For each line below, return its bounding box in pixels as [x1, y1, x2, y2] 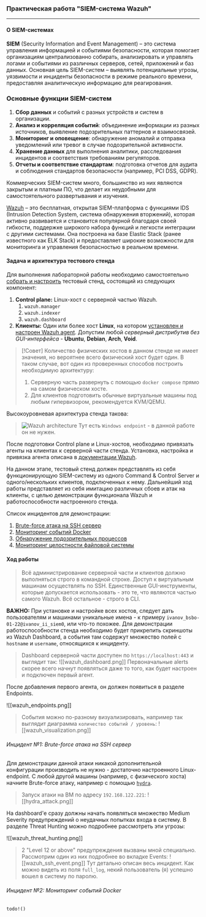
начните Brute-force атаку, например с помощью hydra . [6, 779, 152, 787]
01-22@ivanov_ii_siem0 [6, 621, 64, 628]
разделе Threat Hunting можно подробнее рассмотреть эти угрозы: [6, 822, 185, 830]
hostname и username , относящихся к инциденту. [6, 640, 130, 647]
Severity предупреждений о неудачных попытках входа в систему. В [6, 816, 187, 824]
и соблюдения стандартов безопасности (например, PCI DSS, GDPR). [15, 167, 198, 175]
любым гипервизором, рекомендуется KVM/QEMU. [30, 398, 166, 405]
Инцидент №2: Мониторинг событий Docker [6, 887, 121, 894]
